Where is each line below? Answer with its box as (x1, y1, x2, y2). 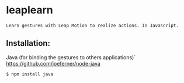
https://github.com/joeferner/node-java (6, 60, 101, 67)
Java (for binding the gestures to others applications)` (6, 53, 136, 61)
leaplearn (6, 3, 54, 17)
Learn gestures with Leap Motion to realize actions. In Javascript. (6, 23, 179, 28)
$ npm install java (6, 71, 54, 77)
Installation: (6, 38, 51, 48)
